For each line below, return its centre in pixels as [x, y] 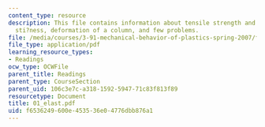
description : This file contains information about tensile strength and [132, 23]
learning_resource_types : [50, 52]
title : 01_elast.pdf [42, 103]
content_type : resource [47, 15]
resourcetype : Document [47, 96]
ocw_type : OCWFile [38, 67]
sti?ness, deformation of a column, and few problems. [107, 30]
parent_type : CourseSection [54, 81]
